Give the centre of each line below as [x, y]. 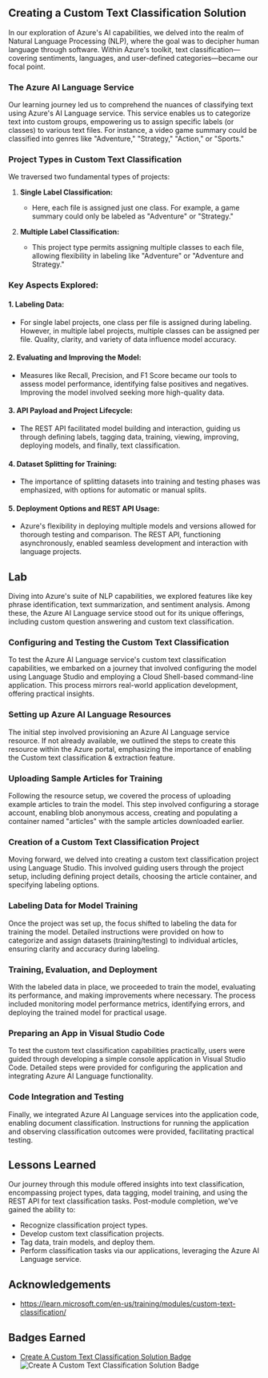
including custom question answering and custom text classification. [121, 622]
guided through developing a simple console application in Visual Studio [127, 1059]
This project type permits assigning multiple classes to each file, [138, 247]
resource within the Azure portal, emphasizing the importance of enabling [130, 749]
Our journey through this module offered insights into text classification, [127, 1184]
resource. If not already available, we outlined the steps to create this [122, 741]
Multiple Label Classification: [70, 232]
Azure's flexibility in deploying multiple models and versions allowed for [138, 526]
